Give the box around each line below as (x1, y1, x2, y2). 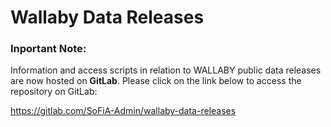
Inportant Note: (10, 42, 87, 56)
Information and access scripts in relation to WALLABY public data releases (10, 64, 322, 76)
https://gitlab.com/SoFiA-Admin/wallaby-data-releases (10, 105, 237, 117)
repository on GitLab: (10, 86, 98, 98)
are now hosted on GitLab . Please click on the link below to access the (10, 75, 302, 87)
